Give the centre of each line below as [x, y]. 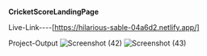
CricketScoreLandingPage [54, 12]
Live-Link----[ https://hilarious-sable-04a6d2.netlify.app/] [104, 27]
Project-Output [33, 43]
